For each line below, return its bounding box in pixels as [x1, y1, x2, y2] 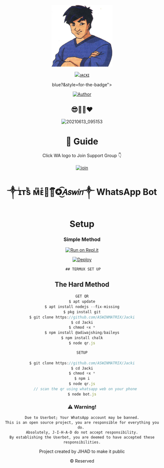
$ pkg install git [63, 309, 101, 314]
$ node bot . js [67, 392, 97, 397]
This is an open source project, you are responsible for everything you [5, 420, 159, 425]
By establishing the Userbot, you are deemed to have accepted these [9, 435, 155, 440]
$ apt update [69, 299, 95, 304]
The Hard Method [55, 280, 109, 289]
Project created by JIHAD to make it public [39, 448, 125, 455]
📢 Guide [65, 136, 99, 147]
